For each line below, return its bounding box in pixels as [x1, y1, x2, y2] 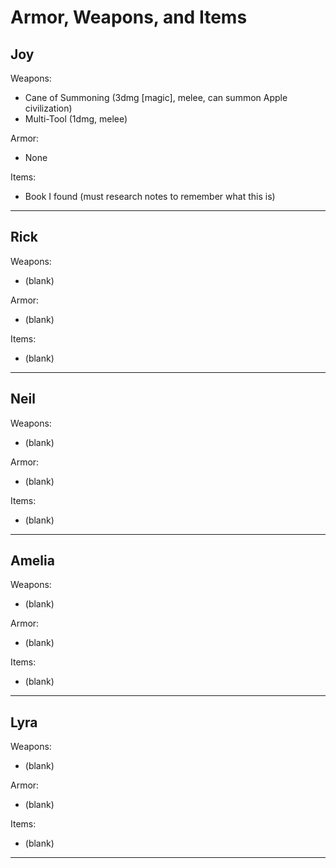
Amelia [10, 552, 55, 570]
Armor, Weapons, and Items [10, 6, 248, 29]
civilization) [24, 102, 73, 114]
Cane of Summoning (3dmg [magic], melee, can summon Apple [24, 92, 288, 103]
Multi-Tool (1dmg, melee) [24, 113, 128, 125]
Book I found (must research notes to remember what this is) [24, 191, 276, 202]
